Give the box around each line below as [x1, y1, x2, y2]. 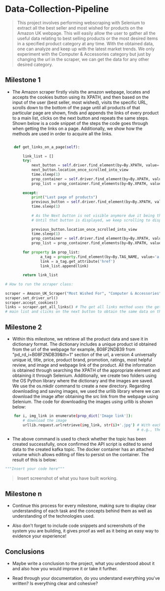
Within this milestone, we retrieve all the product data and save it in [12, 336, 148, 342]
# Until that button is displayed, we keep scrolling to [31, 218, 151, 222]
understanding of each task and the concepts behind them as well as [12, 508, 152, 514]
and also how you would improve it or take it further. [12, 565, 118, 571]
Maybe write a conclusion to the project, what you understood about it [12, 560, 155, 566]
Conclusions [5, 547, 45, 556]
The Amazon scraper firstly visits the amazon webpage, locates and [12, 89, 150, 94]
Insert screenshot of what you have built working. [17, 475, 118, 481]
